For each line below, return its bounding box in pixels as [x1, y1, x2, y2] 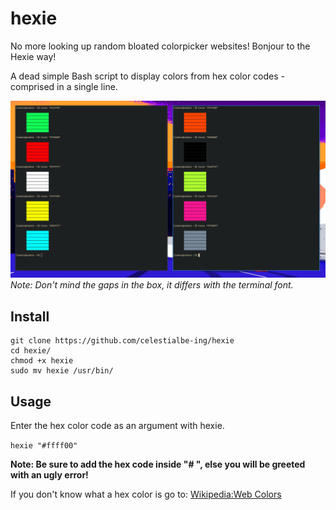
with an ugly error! [10, 469, 89, 481]
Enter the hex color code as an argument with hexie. [10, 420, 225, 432]
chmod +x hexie [10, 356, 74, 366]
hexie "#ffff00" [10, 441, 78, 451]
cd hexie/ [10, 346, 52, 356]
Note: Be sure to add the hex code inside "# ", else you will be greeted [10, 458, 306, 471]
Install [10, 308, 50, 325]
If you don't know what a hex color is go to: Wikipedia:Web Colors [10, 488, 282, 501]
